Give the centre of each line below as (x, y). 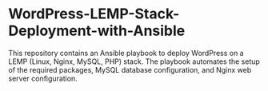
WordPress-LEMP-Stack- (94, 14)
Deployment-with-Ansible (97, 31)
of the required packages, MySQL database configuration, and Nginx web (130, 69)
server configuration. (43, 78)
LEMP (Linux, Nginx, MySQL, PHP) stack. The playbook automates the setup (134, 61)
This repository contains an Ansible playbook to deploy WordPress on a (126, 53)
